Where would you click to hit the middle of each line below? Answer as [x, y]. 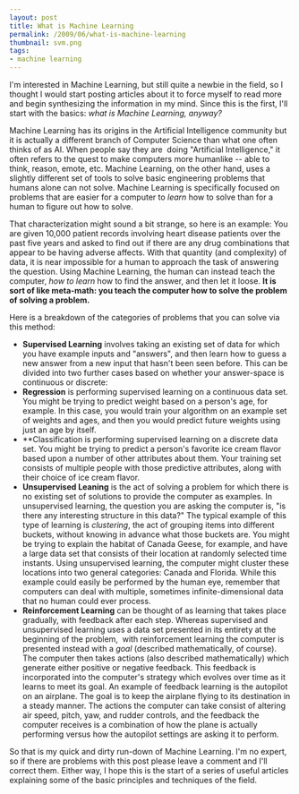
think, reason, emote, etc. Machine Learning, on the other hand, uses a [140, 168]
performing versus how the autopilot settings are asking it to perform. [150, 734]
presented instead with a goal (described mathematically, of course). [149, 649]
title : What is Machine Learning [72, 26]
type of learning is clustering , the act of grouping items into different [148, 525]
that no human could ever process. [86, 601]
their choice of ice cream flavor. [81, 477]
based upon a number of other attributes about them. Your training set [152, 458]
